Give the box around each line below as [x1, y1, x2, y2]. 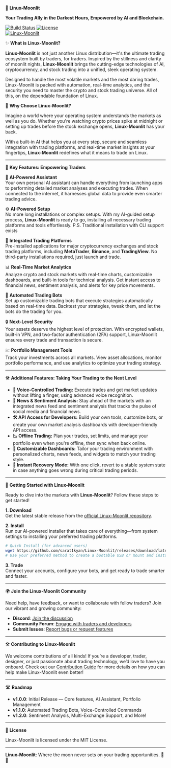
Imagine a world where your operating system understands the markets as [5, 112, 161, 119]
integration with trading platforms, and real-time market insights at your [5, 144, 155, 150]
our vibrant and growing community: [5, 605, 82, 611]
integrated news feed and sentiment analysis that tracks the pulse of [12, 403, 157, 409]
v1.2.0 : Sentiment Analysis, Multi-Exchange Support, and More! [12, 712, 147, 718]
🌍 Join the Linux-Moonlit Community [5, 588, 87, 594]
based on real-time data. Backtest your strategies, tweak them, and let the [5, 303, 161, 309]
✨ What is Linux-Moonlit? [5, 40, 61, 46]
